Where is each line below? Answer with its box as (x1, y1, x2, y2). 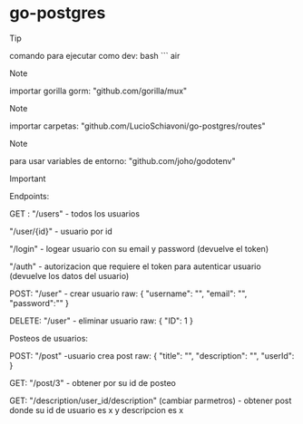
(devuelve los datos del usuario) (9, 270, 130, 281)
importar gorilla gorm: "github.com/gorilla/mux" (9, 85, 188, 96)
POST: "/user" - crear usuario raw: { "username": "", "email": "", (9, 288, 248, 299)
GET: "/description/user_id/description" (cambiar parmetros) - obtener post (9, 395, 292, 406)
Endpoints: (9, 190, 50, 201)
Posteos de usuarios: (9, 332, 89, 343)
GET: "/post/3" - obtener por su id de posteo (9, 377, 177, 388)
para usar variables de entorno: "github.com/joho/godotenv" (9, 155, 236, 166)
